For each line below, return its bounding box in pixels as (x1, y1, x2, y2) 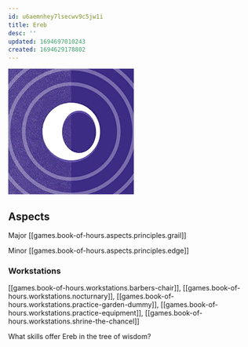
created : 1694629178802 (8, 46, 86, 54)
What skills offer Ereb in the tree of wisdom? (8, 332, 151, 342)
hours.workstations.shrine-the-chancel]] (8, 316, 140, 326)
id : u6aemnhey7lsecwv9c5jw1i (8, 13, 104, 20)
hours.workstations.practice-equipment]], (8, 309, 144, 318)
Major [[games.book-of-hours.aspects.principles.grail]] (8, 230, 187, 239)
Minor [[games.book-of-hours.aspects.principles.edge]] (8, 246, 190, 255)
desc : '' (8, 29, 37, 37)
